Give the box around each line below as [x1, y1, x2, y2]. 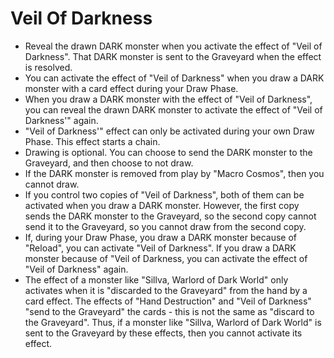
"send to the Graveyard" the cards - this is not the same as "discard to [24, 305, 315, 317]
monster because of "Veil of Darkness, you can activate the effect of [24, 252, 308, 264]
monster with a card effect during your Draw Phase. [24, 82, 239, 94]
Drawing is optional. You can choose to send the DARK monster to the [24, 146, 313, 158]
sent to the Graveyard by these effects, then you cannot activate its [24, 327, 303, 339]
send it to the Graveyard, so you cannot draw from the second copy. [24, 220, 307, 232]
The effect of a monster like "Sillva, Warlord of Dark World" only [24, 273, 289, 286]
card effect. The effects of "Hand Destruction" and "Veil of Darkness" [24, 295, 312, 307]
